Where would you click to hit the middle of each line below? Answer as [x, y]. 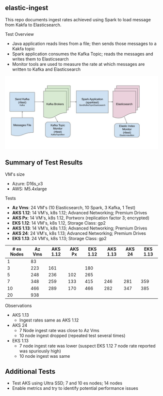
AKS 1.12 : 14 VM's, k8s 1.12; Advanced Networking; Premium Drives [79, 213]
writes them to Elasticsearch [40, 59]
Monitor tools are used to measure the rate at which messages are [78, 64]
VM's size [15, 174]
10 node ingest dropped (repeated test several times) [72, 335]
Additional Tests [30, 372]
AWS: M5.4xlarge [29, 189]
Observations [19, 306]
